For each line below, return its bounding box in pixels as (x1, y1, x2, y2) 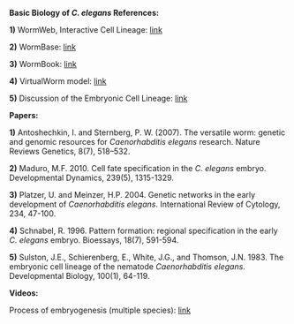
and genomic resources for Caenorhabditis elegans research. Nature (9, 137, 260, 147)
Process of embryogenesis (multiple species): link (9, 305, 192, 315)
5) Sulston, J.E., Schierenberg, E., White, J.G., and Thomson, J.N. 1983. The (9, 252, 284, 262)
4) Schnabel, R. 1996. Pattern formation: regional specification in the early (9, 225, 278, 236)
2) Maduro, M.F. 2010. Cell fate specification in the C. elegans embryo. (9, 163, 267, 173)
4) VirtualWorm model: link (9, 76, 108, 87)
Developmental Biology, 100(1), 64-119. (9, 271, 150, 281)
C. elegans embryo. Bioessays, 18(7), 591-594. (9, 235, 179, 245)
